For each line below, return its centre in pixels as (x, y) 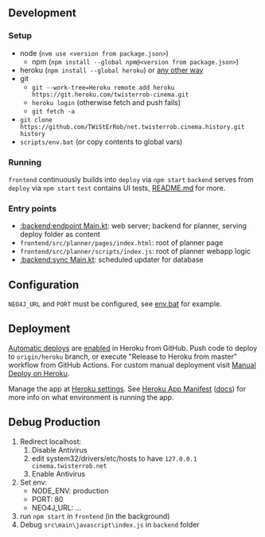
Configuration (44, 284)
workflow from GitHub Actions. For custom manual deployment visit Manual (132, 364)
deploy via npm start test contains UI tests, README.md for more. (117, 188)
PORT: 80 (47, 499)
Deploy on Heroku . (39, 373)
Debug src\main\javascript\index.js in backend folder (110, 524)
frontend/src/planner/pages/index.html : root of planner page (121, 243)
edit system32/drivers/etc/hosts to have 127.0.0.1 (114, 458)
